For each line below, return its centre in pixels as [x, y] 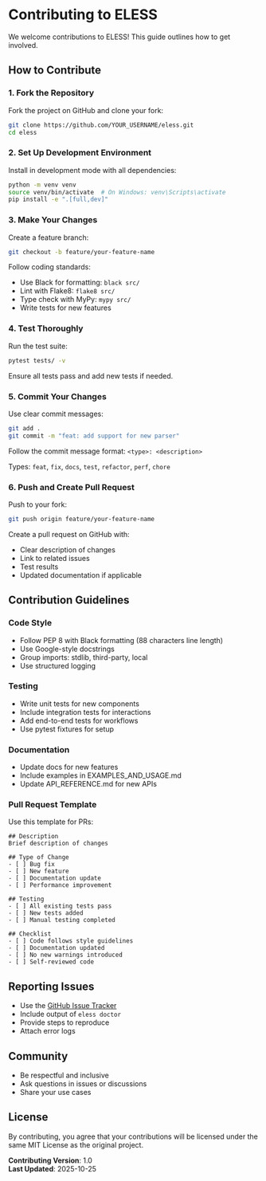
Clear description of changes [67, 549]
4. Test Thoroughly [46, 328]
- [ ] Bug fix [32, 865]
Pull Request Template [53, 805]
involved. [23, 45]
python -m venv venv [43, 185]
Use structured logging [57, 665]
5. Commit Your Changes [58, 396]
